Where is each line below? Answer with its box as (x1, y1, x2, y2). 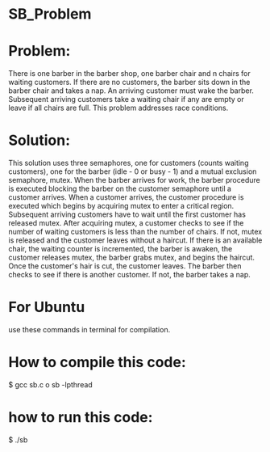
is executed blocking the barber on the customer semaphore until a (8, 184, 232, 194)
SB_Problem (8, 5, 92, 23)
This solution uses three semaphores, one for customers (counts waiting (8, 158, 249, 168)
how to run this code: (8, 408, 153, 427)
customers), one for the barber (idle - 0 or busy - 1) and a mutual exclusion (8, 167, 257, 176)
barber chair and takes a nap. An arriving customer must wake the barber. (8, 86, 254, 95)
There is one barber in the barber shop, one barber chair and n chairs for (8, 69, 251, 78)
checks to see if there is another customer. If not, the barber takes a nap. (8, 270, 251, 280)
